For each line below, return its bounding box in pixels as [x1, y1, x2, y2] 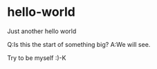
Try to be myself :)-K [7, 53, 66, 62]
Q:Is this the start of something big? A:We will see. [7, 40, 151, 48]
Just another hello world [7, 27, 77, 35]
